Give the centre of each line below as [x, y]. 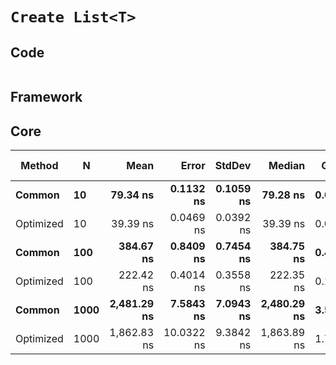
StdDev [233, 166]
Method [39, 166]
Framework [46, 97]
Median [287, 166]
